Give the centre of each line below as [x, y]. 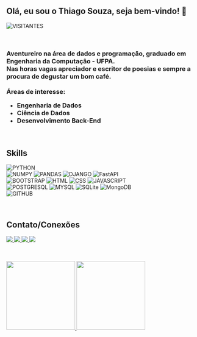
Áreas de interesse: [36, 91]
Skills [17, 153]
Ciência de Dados [43, 113]
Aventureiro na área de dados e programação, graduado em [96, 54]
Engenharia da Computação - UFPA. [61, 61]
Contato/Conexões [43, 225]
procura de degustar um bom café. [59, 76]
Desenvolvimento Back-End [59, 121]
